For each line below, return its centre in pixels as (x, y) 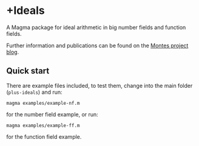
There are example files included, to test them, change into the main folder (99, 85)
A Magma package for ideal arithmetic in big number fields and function (96, 27)
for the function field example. (44, 136)
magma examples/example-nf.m (43, 103)
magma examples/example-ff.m (43, 125)
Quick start (28, 71)
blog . (13, 51)
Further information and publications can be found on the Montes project (97, 45)
